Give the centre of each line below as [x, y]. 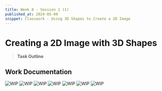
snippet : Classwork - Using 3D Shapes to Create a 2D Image [68, 19]
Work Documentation [39, 72]
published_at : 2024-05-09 [31, 14]
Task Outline [30, 56]
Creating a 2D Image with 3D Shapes [81, 43]
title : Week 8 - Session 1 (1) [37, 10]
